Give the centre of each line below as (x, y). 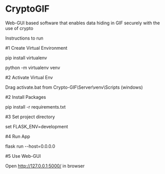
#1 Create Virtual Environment (36, 48)
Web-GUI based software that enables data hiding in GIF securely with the (83, 23)
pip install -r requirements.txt (35, 107)
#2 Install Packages (26, 97)
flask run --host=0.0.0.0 (30, 146)
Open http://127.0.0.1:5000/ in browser (45, 166)
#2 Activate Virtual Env (29, 77)
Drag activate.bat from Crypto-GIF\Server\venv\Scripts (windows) (74, 87)
